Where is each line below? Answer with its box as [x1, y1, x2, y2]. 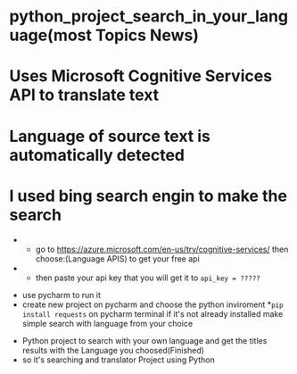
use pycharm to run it [21, 289, 101, 300]
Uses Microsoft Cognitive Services [9, 66, 273, 87]
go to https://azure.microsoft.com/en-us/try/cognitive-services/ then [35, 244, 289, 254]
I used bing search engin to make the [9, 186, 288, 206]
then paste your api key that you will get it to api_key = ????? [35, 272, 260, 283]
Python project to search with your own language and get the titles [21, 335, 268, 345]
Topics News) [95, 25, 199, 46]
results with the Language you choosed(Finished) [21, 345, 205, 355]
